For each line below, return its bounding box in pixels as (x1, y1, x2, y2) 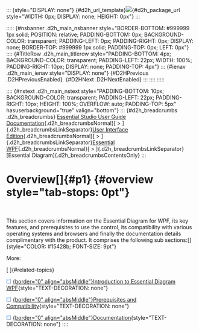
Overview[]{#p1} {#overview (6, 173, 154, 186)
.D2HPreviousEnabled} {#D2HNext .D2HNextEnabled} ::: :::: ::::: (6, 76, 165, 83)
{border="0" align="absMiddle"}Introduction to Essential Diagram (13, 277, 176, 285)
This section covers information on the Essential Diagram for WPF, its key (6, 217, 189, 224)
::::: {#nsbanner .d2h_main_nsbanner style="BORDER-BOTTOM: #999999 (6, 25, 190, 31)
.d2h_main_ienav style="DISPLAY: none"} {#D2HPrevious (6, 69, 149, 77)
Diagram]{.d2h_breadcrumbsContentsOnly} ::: (31, 151, 147, 159)
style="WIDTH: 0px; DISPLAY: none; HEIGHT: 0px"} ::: (6, 13, 141, 20)
